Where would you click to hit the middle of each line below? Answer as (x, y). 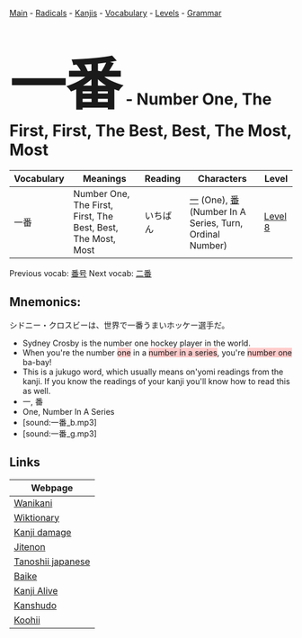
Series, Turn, (216, 222)
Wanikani (33, 503)
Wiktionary (37, 517)
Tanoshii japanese (52, 562)
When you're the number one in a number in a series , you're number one (157, 352)
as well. (36, 391)
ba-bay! (37, 362)
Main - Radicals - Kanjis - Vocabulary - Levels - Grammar (115, 13)
